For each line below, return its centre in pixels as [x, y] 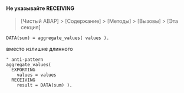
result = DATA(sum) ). [45, 85]
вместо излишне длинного [40, 49]
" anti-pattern [25, 60]
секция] [31, 27]
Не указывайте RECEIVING [40, 8]
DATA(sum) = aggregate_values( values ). [58, 38]
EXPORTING [23, 70]
